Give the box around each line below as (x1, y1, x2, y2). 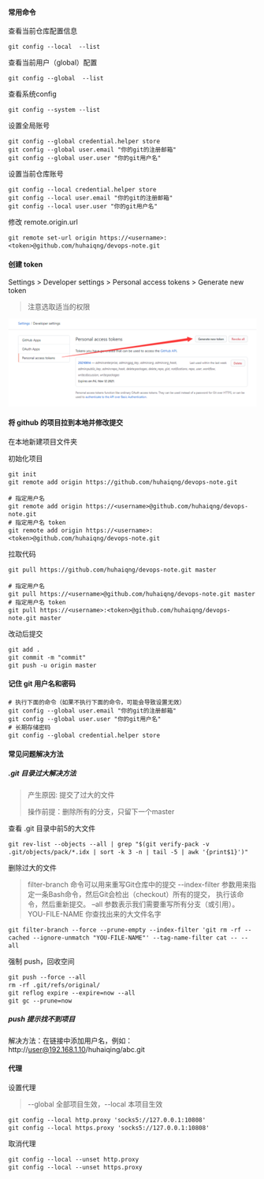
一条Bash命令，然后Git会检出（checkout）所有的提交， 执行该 (34, 889, 237, 898)
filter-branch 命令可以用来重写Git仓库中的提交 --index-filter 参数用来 (27, 880, 250, 889)
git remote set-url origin (8, 234, 97, 242)
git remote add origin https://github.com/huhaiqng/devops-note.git (8, 478, 238, 486)
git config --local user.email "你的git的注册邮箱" (8, 194, 173, 203)
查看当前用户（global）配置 (8, 58, 98, 67)
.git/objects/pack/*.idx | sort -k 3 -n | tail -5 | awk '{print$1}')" (8, 848, 248, 856)
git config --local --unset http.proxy (8, 1155, 139, 1163)
